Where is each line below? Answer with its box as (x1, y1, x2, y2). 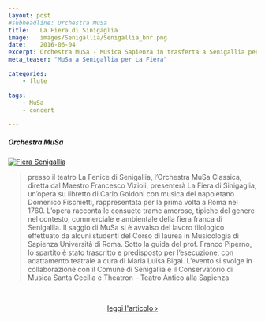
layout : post (8, 11, 51, 20)
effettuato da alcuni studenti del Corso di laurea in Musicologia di (27, 231, 239, 241)
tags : (8, 91, 26, 99)
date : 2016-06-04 (8, 41, 77, 49)
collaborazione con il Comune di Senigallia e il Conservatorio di (27, 265, 233, 274)
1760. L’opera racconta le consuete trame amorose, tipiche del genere (27, 206, 255, 215)
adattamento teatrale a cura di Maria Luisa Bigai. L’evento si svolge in (27, 256, 252, 266)
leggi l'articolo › (106, 304, 159, 313)
